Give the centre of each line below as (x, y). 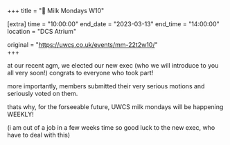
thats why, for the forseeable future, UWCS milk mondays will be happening (115, 107)
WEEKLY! (21, 114)
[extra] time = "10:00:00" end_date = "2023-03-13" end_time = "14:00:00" (113, 24)
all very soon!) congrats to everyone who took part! (80, 73)
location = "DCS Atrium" (42, 31)
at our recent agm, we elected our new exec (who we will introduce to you (113, 65)
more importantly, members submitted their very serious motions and (106, 86)
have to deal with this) (39, 135)
